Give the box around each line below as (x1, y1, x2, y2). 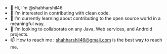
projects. (10, 31, 29, 37)
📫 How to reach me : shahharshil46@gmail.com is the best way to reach (10, 37, 162, 42)
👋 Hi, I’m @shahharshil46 (10, 5, 63, 10)
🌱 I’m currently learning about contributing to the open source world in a (10, 15, 161, 21)
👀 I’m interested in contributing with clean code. (10, 10, 110, 16)
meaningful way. (10, 20, 45, 26)
